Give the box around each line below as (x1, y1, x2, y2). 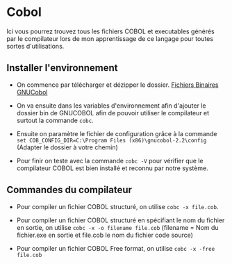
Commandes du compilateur (6, 184, 133, 196)
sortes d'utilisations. (6, 42, 65, 50)
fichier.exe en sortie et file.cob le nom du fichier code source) (16, 231, 194, 239)
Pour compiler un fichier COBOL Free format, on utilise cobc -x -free (16, 244, 215, 252)
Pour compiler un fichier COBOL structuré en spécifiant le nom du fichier (16, 216, 225, 224)
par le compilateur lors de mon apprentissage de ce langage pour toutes (6, 34, 213, 42)
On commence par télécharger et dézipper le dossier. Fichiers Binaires (16, 81, 219, 89)
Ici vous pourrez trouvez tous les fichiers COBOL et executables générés (6, 27, 215, 35)
